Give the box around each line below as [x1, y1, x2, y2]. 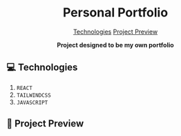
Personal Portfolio [62, 5, 169, 21]
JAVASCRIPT [16, 99, 48, 106]
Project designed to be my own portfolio [57, 41, 174, 49]
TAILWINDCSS [16, 91, 51, 99]
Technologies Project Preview [73, 27, 158, 36]
